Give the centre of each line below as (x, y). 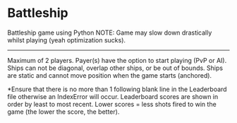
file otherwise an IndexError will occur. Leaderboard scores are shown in (113, 96)
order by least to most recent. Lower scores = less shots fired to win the (112, 104)
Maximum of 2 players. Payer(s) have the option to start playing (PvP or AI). (117, 60)
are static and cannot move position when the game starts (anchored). (110, 75)
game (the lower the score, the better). (63, 112)
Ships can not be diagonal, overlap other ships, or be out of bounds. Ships (115, 68)
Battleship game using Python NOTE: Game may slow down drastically (110, 33)
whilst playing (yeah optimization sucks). (66, 40)
